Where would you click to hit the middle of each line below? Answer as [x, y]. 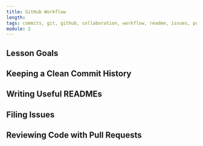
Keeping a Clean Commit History [69, 74]
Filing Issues [31, 114]
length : [16, 17]
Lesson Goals [32, 53]
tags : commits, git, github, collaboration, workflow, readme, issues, [98, 23]
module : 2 [19, 29]
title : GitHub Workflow [36, 12]
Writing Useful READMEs [54, 94]
